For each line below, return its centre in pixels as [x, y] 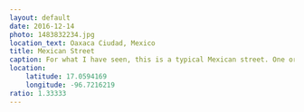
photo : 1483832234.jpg [52, 34]
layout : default [40, 18]
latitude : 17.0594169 [66, 77]
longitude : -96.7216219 [71, 85]
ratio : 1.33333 [38, 93]
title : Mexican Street [52, 51]
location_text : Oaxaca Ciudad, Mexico [82, 43]
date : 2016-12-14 [42, 26]
